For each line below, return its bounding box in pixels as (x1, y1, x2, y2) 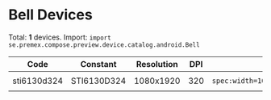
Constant (80, 58, 117, 69)
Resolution (135, 58, 179, 69)
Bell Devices (8, 6, 93, 24)
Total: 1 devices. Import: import (8, 32, 111, 42)
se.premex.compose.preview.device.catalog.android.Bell (8, 40, 200, 49)
